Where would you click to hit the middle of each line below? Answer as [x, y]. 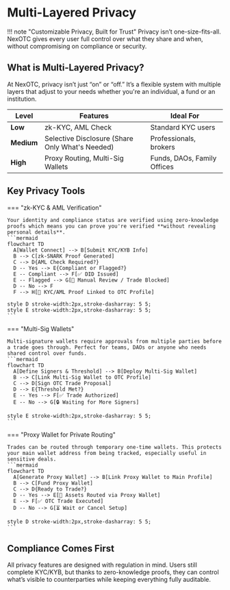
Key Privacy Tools [46, 191]
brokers [163, 147]
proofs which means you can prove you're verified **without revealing [111, 226]
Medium [24, 143]
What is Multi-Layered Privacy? [76, 67]
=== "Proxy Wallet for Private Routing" [62, 434]
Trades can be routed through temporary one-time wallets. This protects [115, 447]
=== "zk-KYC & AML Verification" [54, 208]
